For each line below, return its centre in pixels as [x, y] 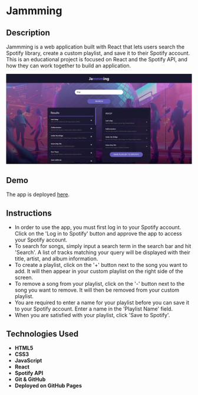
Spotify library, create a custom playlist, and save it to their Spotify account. [98, 53]
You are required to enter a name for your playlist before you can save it [102, 303]
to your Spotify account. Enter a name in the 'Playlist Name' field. [93, 309]
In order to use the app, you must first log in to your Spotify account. [98, 227]
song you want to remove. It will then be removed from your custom [97, 290]
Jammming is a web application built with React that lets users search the [95, 47]
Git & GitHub [30, 380]
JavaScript [28, 361]
